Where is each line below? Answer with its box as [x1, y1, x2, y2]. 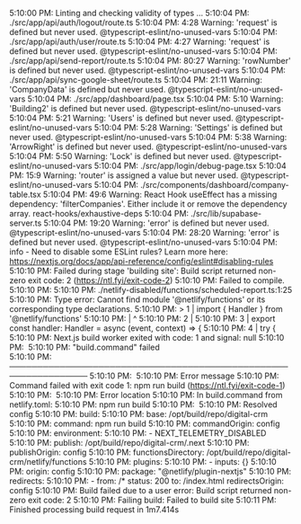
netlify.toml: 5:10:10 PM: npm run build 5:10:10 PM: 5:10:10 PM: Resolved [9, 399, 278, 410]
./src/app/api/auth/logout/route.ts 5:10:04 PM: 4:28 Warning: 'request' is [9, 17, 279, 28]
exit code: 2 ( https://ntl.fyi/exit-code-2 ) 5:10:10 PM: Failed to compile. [28, 275, 285, 286]
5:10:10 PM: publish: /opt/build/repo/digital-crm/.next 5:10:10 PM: [9, 438, 250, 448]
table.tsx [9, 189, 42, 200]
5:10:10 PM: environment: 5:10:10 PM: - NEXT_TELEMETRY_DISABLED [9, 428, 267, 439]
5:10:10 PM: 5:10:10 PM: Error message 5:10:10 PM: [89, 370, 279, 381]
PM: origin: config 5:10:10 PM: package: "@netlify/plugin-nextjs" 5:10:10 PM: [9, 466, 292, 476]
